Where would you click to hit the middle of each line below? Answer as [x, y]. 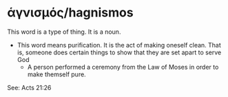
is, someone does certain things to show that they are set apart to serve [119, 52]
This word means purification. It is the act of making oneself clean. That [119, 45]
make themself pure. [56, 74]
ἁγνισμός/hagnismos [70, 13]
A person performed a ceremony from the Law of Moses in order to [123, 67]
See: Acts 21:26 [29, 87]
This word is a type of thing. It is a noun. [64, 32]
